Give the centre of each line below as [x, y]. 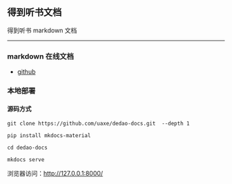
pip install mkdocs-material [49, 136]
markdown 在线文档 [40, 56]
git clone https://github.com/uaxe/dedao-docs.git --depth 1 [98, 124]
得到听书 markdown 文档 [42, 30]
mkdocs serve [26, 160]
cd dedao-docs [28, 148]
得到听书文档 [35, 12]
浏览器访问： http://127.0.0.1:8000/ [55, 174]
